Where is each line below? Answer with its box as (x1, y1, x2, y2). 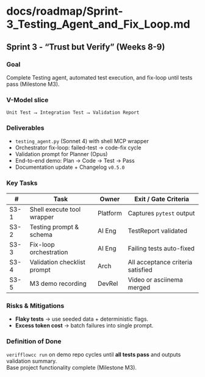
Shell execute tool (29, 205, 81, 214)
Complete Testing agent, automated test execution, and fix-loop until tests (6, 73, 193, 81)
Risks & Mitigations (6, 301, 65, 310)
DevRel (97, 279, 118, 288)
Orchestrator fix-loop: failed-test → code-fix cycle (15, 144, 142, 151)
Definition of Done (6, 337, 62, 345)
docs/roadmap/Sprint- (6, 4, 123, 18)
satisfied (128, 265, 153, 274)
